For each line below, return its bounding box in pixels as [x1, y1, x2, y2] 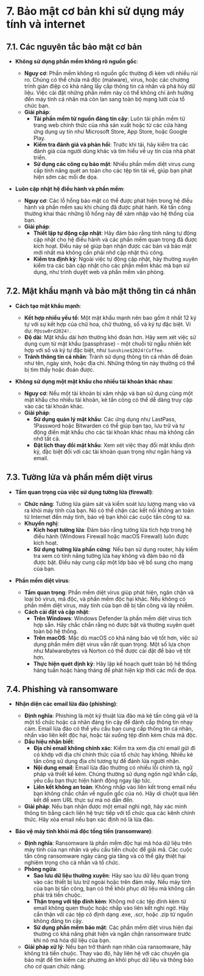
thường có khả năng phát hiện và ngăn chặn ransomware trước [33, 930, 192, 938]
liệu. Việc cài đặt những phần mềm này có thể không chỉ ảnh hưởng [24, 89, 194, 96]
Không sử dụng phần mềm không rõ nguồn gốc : [15, 58, 138, 65]
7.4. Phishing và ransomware [6, 684, 119, 695]
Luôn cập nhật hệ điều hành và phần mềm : [15, 185, 125, 192]
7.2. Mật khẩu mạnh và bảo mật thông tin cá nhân [6, 286, 197, 297]
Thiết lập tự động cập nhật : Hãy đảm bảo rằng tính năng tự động [33, 230, 197, 236]
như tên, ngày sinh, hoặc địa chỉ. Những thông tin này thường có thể [24, 359, 195, 367]
